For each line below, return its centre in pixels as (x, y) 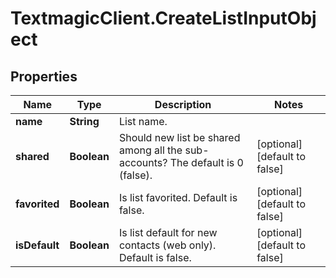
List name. (143, 121)
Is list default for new (168, 232)
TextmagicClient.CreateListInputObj (163, 18)
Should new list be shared (179, 137)
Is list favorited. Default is (178, 197)
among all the (150, 150)
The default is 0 (206, 162)
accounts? (143, 162)
